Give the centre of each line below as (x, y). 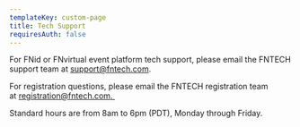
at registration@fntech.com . (61, 96)
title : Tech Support (48, 26)
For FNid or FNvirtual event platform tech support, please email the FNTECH (150, 60)
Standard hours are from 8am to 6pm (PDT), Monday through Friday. (136, 114)
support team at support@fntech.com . (80, 69)
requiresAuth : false (48, 34)
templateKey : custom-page (57, 17)
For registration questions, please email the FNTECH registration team (139, 87)
